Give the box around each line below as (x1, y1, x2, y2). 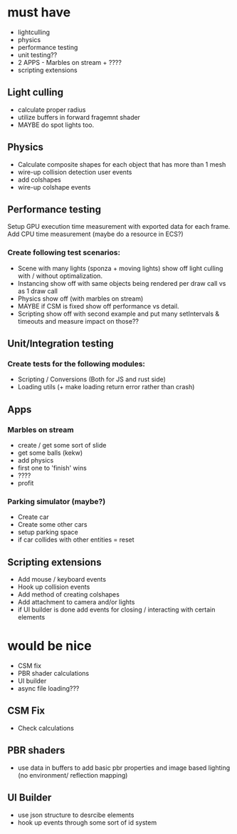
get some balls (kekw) (17, 448, 83, 457)
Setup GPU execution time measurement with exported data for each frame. (7, 222, 231, 231)
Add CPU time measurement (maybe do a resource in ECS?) (7, 230, 184, 239)
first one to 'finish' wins (17, 464, 87, 473)
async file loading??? (17, 684, 80, 693)
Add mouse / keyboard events (17, 575, 107, 584)
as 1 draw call (17, 287, 58, 295)
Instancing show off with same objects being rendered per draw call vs (17, 279, 226, 287)
